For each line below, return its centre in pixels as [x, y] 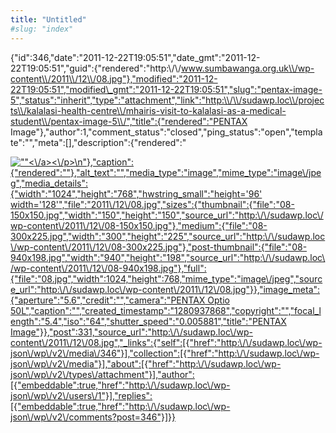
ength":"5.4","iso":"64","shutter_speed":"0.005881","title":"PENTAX [148, 321]
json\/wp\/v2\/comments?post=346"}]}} [93, 417]
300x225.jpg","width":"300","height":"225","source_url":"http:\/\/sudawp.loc [168, 236]
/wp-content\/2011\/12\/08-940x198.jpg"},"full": [108, 268]
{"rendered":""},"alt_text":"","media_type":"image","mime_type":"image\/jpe [166, 172]
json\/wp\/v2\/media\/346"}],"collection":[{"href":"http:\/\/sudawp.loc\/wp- [165, 353]
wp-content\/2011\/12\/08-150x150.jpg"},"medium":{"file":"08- [139, 225]
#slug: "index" [42, 29]
